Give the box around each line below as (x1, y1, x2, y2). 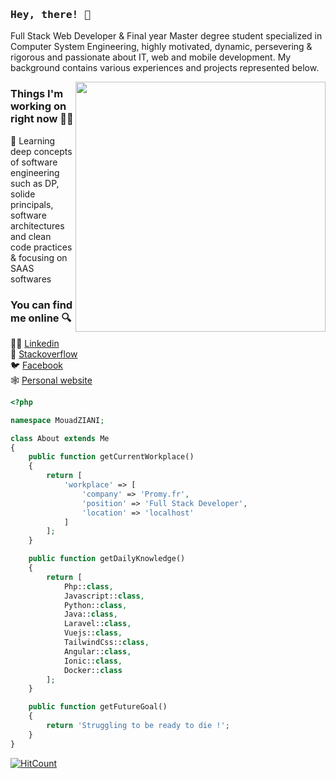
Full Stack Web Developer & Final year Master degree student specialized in (10, 30, 323, 42)
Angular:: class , (63, 646, 132, 657)
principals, (10, 198, 54, 210)
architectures (10, 219, 65, 232)
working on (10, 99, 67, 113)
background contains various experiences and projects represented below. (10, 62, 320, 74)
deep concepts (10, 145, 73, 157)
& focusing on (10, 251, 68, 263)
